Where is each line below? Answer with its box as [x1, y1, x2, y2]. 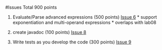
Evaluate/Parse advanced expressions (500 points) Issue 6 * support [12, 14, 157, 20]
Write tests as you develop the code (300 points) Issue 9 [12, 39, 132, 45]
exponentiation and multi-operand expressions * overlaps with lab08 [12, 20, 156, 25]
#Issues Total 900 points [5, 5, 57, 10]
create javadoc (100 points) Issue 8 [12, 29, 86, 35]
